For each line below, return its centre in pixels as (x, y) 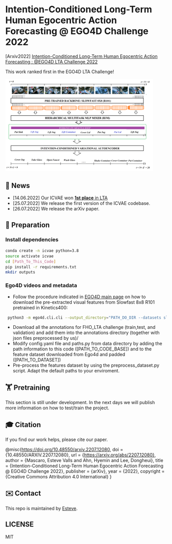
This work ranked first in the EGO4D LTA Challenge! (60, 71)
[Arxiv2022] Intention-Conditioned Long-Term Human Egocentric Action (81, 56)
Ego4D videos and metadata (41, 285)
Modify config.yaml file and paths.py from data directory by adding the (87, 344)
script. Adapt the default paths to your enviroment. (66, 371)
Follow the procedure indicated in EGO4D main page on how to (79, 297)
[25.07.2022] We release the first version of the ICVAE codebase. (81, 203)
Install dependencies (32, 239)
